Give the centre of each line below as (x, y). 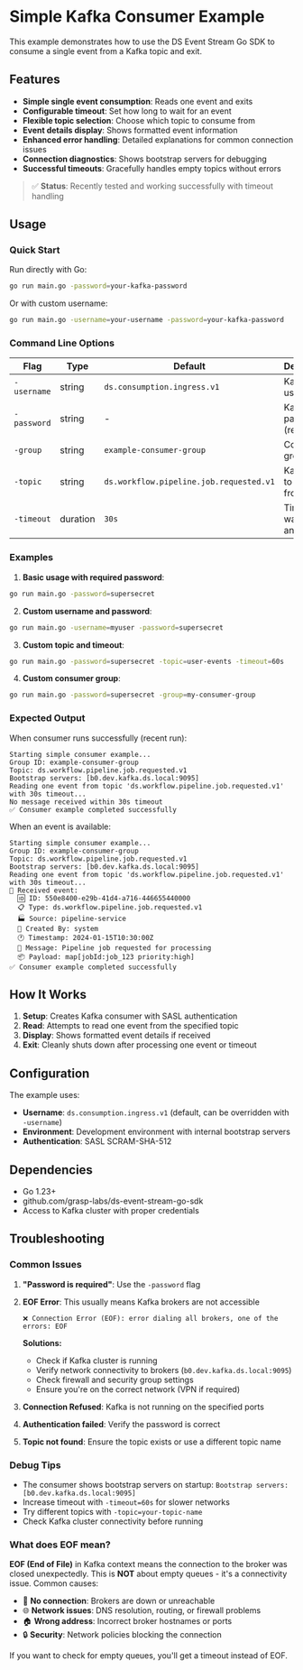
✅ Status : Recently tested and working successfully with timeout (152, 186)
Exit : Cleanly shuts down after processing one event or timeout (139, 1045)
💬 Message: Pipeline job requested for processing (115, 948)
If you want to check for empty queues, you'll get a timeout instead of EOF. (149, 1656)
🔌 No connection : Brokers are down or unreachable (119, 1601)
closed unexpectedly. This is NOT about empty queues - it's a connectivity (148, 1574)
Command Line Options (62, 343)
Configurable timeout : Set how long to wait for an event (127, 111)
